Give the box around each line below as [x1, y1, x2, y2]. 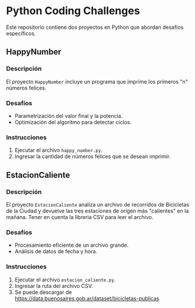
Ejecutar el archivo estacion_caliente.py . [14, 276, 116, 283]
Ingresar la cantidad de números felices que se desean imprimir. [14, 153, 171, 160]
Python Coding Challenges [6, 4, 140, 18]
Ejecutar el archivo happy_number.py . [14, 147, 103, 154]
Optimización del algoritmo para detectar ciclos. [14, 118, 131, 125]
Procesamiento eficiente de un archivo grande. [14, 241, 128, 249]
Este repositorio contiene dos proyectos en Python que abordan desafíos [6, 24, 184, 31]
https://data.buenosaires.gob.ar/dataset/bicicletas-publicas [14, 294, 160, 302]
